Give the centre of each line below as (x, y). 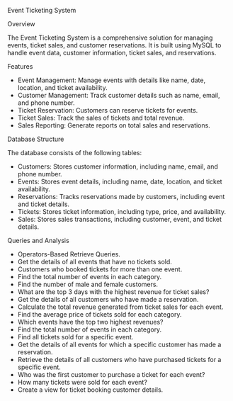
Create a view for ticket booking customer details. (90, 390)
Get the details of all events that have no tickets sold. (95, 262)
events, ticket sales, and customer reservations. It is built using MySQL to (114, 45)
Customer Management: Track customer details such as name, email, (119, 95)
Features (20, 66)
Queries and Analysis (38, 241)
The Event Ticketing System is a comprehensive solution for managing (110, 38)
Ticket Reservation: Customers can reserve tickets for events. (108, 110)
